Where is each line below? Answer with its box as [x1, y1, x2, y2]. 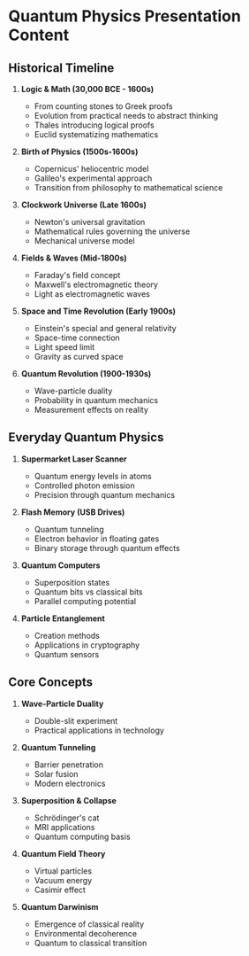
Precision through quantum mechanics [34, 489, 176, 500]
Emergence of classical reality [34, 919, 145, 929]
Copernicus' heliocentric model [34, 164, 149, 174]
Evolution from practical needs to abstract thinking [34, 111, 218, 120]
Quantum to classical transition [34, 937, 147, 948]
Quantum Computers [20, 560, 101, 571]
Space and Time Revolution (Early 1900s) [20, 306, 177, 316]
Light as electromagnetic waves [34, 289, 151, 299]
